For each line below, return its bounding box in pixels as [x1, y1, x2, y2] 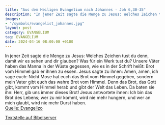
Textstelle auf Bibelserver [5, 114, 57, 121]
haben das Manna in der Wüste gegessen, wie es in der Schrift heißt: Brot [5, 63, 155, 69]
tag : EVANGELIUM [5, 35, 38, 40]
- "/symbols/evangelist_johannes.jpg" [5, 21, 84, 26]
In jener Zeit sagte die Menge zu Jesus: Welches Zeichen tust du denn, [5, 53, 149, 59]
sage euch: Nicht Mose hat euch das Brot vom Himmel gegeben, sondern [5, 73, 154, 79]
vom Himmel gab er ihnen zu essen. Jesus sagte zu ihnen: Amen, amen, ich [5, 68, 159, 74]
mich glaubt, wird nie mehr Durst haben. [5, 99, 86, 106]
